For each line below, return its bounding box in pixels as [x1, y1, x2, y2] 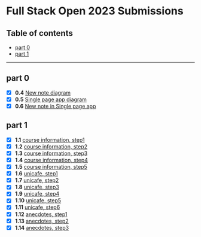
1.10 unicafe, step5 [14, 197, 62, 204]
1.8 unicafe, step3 [14, 184, 60, 191]
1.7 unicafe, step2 [14, 177, 59, 184]
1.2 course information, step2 [14, 142, 88, 150]
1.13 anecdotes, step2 [14, 217, 69, 224]
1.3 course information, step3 [14, 150, 88, 157]
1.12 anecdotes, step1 [14, 211, 68, 218]
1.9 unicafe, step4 [14, 190, 60, 197]
